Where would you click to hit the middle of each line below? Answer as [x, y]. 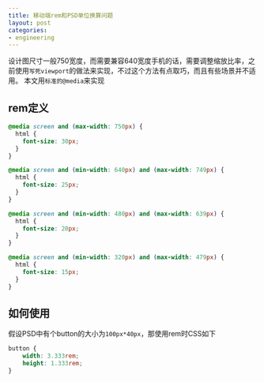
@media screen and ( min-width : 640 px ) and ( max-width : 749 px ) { [116, 170]
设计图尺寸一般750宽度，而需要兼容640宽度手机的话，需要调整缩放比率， [128, 61]
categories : [28, 30]
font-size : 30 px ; [51, 141]
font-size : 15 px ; [51, 272]
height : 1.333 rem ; [53, 364]
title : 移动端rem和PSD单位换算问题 [60, 15]
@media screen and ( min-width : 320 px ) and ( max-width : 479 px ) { [116, 257]
